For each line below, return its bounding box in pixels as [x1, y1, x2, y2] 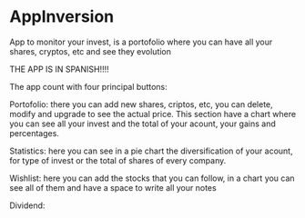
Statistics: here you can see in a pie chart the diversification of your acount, [9, 145, 293, 156]
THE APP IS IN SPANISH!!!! [9, 64, 109, 74]
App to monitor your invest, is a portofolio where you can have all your [9, 36, 273, 47]
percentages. [9, 127, 59, 138]
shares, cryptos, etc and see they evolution [9, 45, 171, 56]
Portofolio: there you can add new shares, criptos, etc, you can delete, [9, 98, 273, 110]
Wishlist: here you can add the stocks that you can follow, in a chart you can [9, 173, 295, 183]
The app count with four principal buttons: [9, 81, 168, 92]
